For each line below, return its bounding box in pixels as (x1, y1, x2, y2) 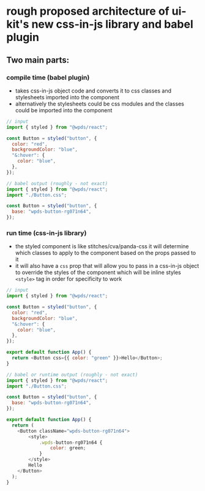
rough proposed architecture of (6, 4, 170, 18)
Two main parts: (6, 55, 70, 65)
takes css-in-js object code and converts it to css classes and (15, 87, 172, 94)
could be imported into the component (15, 106, 113, 114)
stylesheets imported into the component (15, 93, 119, 101)
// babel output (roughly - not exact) (6, 180, 108, 186)
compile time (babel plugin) (6, 73, 90, 82)
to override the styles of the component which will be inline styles (15, 268, 182, 276)
